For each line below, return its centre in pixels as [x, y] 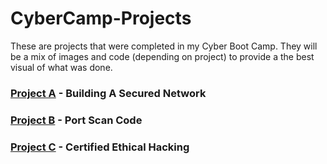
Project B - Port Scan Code [76, 120]
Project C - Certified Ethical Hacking [100, 147]
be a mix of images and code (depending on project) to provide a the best [162, 56]
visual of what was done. [61, 67]
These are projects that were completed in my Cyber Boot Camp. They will [164, 46]
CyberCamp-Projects [101, 18]
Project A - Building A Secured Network [108, 93]
